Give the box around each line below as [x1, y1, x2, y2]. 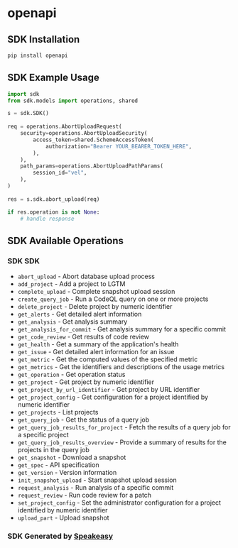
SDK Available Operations [7, 234, 124, 246]
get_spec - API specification [17, 461, 99, 469]
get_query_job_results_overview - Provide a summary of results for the [17, 438, 227, 446]
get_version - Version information [17, 468, 117, 477]
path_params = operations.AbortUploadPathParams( [20, 163, 163, 170]
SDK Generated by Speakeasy [7, 531, 114, 541]
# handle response [20, 215, 75, 222]
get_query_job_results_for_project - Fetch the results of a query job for [17, 423, 231, 432]
